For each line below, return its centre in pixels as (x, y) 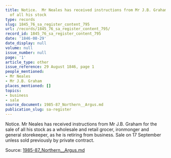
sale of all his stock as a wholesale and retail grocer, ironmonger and (77, 129)
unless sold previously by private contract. (50, 140)
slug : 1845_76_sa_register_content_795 (48, 24)
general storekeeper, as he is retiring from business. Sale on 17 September (83, 135)
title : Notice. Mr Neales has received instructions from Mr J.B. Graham (86, 10)
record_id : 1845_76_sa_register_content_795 (53, 34)
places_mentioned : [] (28, 86)
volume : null (19, 48)
